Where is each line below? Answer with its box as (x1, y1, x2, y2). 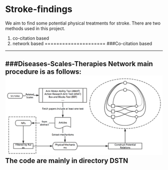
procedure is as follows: (5, 68, 81, 76)
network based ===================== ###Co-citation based (12, 40, 152, 46)
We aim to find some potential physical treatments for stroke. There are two (5, 20, 161, 26)
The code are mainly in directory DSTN (5, 156, 128, 165)
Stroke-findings (5, 4, 72, 15)
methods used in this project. (5, 25, 65, 31)
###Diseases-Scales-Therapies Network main (5, 60, 153, 68)
